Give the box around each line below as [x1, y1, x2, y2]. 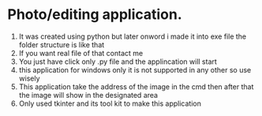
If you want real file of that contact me [18, 48, 144, 58]
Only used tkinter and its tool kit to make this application [18, 99, 202, 108]
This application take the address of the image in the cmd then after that [18, 81, 254, 92]
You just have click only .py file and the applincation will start [18, 57, 218, 66]
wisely [18, 73, 40, 83]
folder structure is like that [18, 39, 105, 49]
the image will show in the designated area [18, 90, 159, 99]
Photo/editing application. [7, 6, 182, 24]
